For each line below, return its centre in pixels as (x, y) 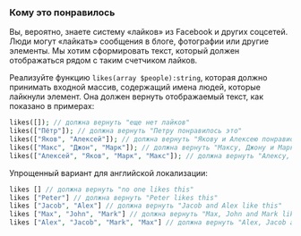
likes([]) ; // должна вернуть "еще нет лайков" (100, 122)
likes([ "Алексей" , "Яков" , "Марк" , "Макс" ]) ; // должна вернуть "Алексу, (150, 156)
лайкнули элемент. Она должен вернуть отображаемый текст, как (137, 97)
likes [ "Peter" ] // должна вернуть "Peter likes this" (114, 198)
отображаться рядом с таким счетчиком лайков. (103, 61)
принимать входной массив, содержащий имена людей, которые (135, 88)
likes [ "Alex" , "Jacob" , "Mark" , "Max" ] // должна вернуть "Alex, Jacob (148, 223)
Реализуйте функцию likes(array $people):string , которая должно (138, 78)
